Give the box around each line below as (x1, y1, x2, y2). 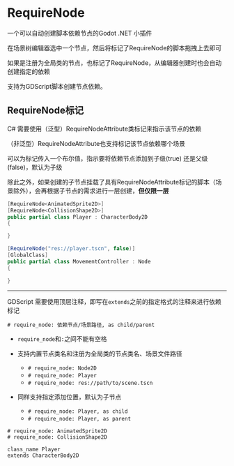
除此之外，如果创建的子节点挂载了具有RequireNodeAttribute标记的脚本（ (7, 177, 216, 186)
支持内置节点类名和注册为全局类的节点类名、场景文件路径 (17, 349, 182, 358)
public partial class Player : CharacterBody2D (7, 213, 148, 221)
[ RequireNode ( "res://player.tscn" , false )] (7, 245, 136, 252)
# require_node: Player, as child (27, 407, 128, 415)
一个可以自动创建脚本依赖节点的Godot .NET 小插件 (7, 29, 153, 37)
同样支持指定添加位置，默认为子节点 (17, 393, 122, 401)
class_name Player (7, 446, 61, 453)
